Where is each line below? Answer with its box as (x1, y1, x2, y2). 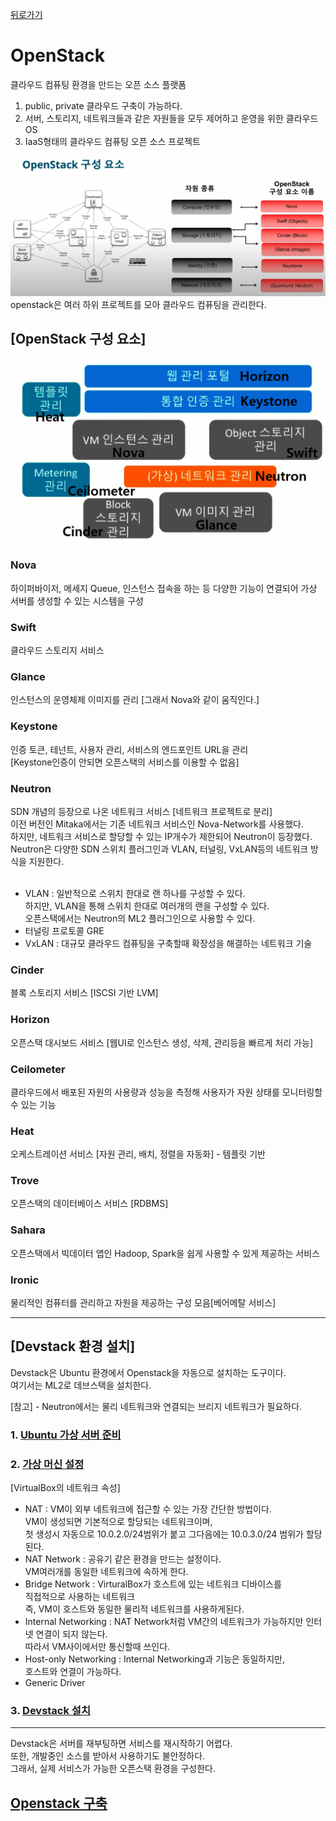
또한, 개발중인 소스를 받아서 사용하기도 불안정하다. (10, 1750, 206, 1762)
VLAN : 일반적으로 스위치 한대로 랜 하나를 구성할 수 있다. (24, 888, 246, 899)
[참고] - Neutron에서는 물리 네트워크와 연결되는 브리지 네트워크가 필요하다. (10, 1400, 303, 1412)
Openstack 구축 (10, 1794, 108, 1812)
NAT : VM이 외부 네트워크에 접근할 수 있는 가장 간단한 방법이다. (24, 1503, 272, 1515)
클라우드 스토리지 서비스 (10, 644, 105, 657)
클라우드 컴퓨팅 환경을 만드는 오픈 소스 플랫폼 (10, 78, 187, 90)
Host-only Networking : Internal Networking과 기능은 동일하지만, (24, 1653, 286, 1665)
